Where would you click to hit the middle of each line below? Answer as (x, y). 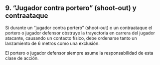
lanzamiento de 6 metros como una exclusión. (52, 43)
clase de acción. (22, 58)
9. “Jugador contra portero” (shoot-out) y (71, 8)
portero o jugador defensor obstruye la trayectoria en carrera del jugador (80, 33)
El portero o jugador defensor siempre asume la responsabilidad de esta (79, 53)
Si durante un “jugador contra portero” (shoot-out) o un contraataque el (79, 28)
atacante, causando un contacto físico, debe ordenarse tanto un (71, 38)
